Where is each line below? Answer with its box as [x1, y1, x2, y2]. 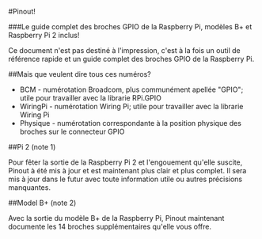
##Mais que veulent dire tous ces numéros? [8, 70, 152, 78]
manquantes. [8, 183, 51, 192]
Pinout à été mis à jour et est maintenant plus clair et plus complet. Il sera [8, 166, 247, 175]
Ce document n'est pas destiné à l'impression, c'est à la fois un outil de [8, 46, 241, 55]
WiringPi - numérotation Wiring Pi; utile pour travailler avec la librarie [19, 102, 244, 111]
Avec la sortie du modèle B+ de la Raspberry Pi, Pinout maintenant [8, 214, 225, 222]
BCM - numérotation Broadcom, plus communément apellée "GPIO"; [19, 85, 244, 94]
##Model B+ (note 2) [8, 198, 77, 207]
